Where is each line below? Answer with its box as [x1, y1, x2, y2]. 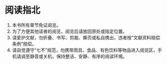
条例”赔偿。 [12, 40, 36, 46]
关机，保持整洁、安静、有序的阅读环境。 [43, 53, 127, 59]
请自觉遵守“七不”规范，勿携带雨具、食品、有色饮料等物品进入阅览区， [12, 47, 158, 53]
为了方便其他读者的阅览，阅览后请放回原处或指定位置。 [12, 28, 127, 34]
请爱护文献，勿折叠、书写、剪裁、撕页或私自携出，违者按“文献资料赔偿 [12, 34, 160, 40]
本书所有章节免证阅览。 [12, 22, 61, 28]
